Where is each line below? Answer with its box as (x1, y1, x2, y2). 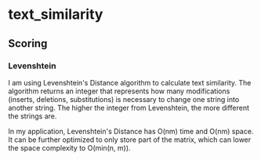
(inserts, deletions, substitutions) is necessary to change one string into (8, 94, 240, 104)
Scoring (8, 37, 48, 50)
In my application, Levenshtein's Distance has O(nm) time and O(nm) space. (8, 126, 254, 136)
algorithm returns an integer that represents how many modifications (8, 86, 230, 96)
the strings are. (8, 111, 57, 121)
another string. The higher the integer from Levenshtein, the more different (8, 103, 249, 112)
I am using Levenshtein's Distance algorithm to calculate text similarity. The (8, 78, 252, 87)
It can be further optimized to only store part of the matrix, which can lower (8, 135, 252, 144)
